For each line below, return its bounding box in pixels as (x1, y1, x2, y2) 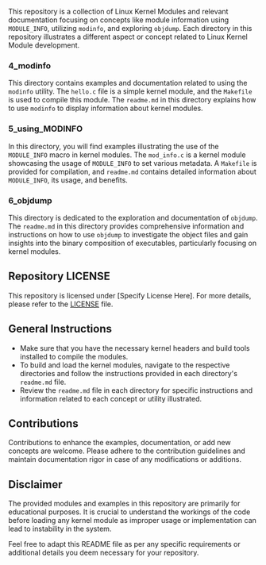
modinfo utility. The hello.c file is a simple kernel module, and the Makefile (8, 86, 253, 96)
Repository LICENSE (8, 270, 111, 283)
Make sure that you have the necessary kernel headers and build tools (19, 343, 250, 352)
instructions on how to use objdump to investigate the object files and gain (8, 229, 249, 239)
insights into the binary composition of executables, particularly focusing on (8, 238, 256, 248)
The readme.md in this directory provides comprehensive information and (8, 221, 245, 231)
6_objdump (8, 194, 53, 206)
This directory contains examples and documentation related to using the (8, 79, 248, 88)
